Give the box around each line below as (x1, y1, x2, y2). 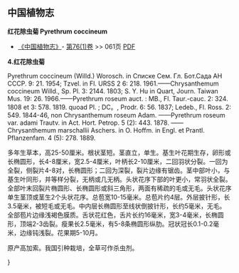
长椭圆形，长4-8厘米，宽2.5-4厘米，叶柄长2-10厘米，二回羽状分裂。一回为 (7, 157, 228, 165)
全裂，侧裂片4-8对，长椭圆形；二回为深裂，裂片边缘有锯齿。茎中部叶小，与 (7, 166, 230, 175)
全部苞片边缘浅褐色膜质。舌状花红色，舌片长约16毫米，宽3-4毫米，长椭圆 (7, 210, 224, 219)
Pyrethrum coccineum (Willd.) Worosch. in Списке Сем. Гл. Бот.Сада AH (7, 71, 223, 80)
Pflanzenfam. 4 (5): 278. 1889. (7, 133, 96, 142)
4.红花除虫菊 (7, 57, 45, 66)
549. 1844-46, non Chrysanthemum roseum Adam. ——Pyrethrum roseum (7, 110, 225, 119)
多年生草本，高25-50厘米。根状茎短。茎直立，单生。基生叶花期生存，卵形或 (7, 148, 231, 157)
